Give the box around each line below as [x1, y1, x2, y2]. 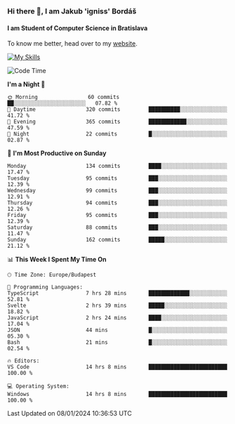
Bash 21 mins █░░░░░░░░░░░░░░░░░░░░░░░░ [7, 339, 228, 346]
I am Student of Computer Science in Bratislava [7, 24, 148, 32]
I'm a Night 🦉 [7, 80, 46, 88]
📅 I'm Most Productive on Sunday [7, 149, 107, 157]
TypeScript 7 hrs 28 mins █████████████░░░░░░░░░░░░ [7, 290, 228, 297]
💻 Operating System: [7, 383, 70, 390]
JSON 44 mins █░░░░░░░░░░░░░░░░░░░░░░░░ [7, 326, 228, 334]
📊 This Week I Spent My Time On [7, 256, 107, 264]
